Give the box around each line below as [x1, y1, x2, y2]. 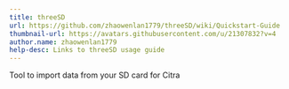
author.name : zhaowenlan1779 [9, 37, 117, 47]
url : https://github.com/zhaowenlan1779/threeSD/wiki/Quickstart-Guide [9, 21, 280, 30]
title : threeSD [9, 12, 66, 22]
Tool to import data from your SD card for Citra [9, 70, 181, 80]
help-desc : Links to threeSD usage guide [9, 46, 165, 55]
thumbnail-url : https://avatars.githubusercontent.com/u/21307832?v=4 [9, 29, 277, 38]
